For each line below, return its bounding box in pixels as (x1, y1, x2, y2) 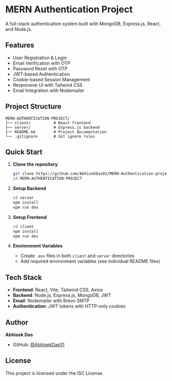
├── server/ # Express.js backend (5, 125, 100, 130)
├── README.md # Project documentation (5, 129, 107, 135)
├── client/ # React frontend (5, 120, 91, 125)
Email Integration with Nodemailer (12, 87, 85, 93)
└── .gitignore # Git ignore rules (5, 134, 95, 139)
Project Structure (5, 102, 62, 111)
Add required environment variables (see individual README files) (20, 258, 161, 264)
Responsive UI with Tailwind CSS (12, 82, 83, 88)
